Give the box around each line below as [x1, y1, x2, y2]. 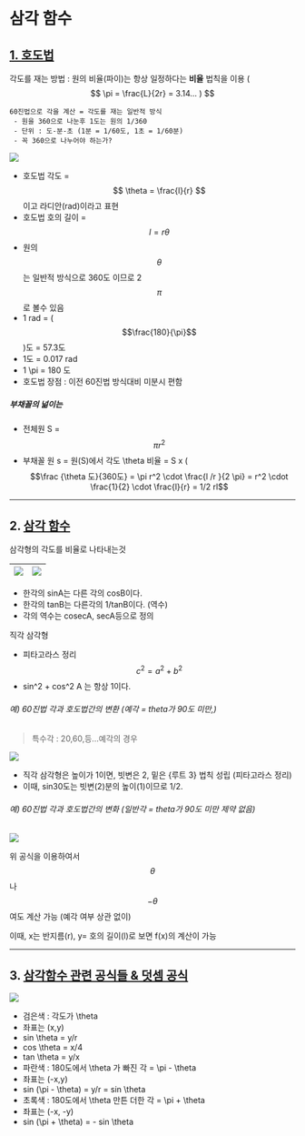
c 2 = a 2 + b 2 [135, 664, 183, 677]
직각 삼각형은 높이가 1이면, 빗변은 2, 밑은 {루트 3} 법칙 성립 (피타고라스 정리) [22, 769, 292, 780]
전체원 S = [22, 423, 61, 434]
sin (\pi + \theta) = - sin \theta [22, 1116, 134, 1128]
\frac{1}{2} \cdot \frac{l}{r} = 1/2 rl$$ [90, 481, 229, 492]
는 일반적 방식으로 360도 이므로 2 [22, 272, 143, 283]
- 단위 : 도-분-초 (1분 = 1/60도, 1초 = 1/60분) [13, 126, 184, 136]
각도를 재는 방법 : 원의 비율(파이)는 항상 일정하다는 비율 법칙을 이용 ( [9, 74, 251, 84]
